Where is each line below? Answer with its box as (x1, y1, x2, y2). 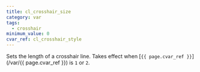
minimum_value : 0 (6, 31, 50, 37)
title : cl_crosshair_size (6, 8, 71, 15)
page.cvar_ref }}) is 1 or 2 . (25, 59, 90, 66)
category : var (6, 14, 42, 20)
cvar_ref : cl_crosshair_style (6, 36, 82, 42)
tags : (6, 20, 20, 26)
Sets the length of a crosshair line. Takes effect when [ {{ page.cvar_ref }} (6, 53, 192, 60)
